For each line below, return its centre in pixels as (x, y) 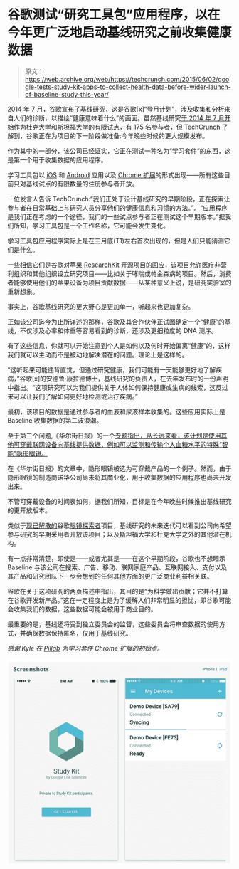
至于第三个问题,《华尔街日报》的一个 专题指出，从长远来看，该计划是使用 (115, 436)
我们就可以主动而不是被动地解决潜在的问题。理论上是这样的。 (98, 354)
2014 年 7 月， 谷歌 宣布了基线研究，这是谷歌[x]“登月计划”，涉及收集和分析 (116, 109)
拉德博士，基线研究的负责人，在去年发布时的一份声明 (151, 379)
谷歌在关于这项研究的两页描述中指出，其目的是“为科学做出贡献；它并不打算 (118, 591)
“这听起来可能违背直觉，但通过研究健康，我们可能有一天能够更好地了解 (112, 369)
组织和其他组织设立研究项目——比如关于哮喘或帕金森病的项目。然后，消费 (122, 273)
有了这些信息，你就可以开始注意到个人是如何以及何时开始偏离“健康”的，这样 (119, 345)
